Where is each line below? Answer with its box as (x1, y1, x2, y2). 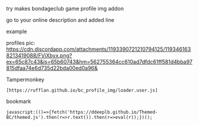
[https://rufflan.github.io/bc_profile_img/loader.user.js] (6, 88, 159, 93)
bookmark (6, 98, 31, 105)
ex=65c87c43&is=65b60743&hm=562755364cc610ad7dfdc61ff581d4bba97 (6, 59, 193, 65)
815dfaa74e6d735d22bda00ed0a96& (6, 64, 98, 72)
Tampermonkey (6, 76, 45, 83)
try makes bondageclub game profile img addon (6, 5, 124, 12)
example (6, 28, 27, 35)
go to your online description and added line (6, 17, 115, 23)
